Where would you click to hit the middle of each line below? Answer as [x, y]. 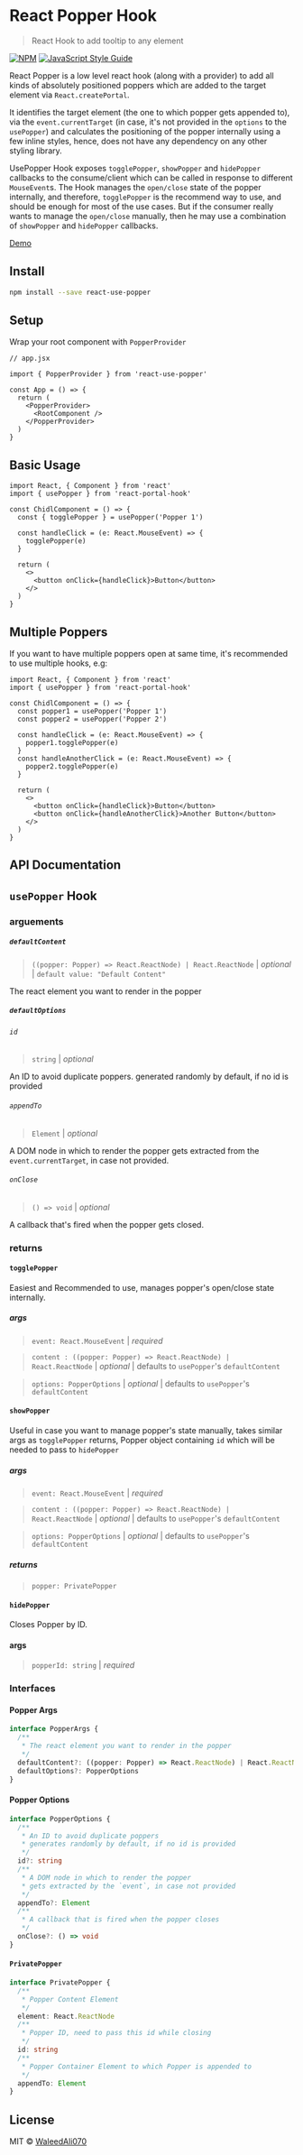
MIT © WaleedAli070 [48, 2141]
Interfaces [32, 1689]
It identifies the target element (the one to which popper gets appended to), [150, 112]
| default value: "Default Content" [99, 973]
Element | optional [64, 1133]
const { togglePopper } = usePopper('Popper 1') [110, 518]
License [32, 2119]
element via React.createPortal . [69, 95]
